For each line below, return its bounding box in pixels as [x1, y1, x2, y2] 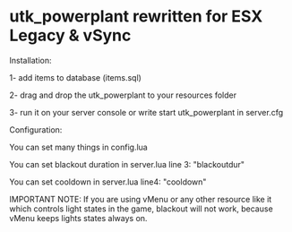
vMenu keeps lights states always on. [9, 212, 148, 223]
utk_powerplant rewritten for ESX [9, 6, 263, 27]
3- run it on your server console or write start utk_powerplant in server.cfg [9, 107, 284, 117]
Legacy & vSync [9, 25, 132, 46]
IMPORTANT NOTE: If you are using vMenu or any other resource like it [9, 193, 272, 204]
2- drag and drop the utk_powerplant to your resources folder [9, 90, 237, 100]
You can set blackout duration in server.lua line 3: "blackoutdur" [9, 159, 245, 169]
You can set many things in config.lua [9, 142, 148, 152]
